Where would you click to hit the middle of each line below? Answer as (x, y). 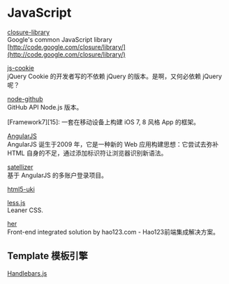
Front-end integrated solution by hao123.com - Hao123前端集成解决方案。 (113, 232)
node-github (25, 98)
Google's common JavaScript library (60, 39)
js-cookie (21, 68)
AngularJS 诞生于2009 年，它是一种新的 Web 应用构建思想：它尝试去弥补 (113, 144)
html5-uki (21, 189)
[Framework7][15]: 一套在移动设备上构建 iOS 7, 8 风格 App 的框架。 (104, 122)
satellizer (20, 167)
